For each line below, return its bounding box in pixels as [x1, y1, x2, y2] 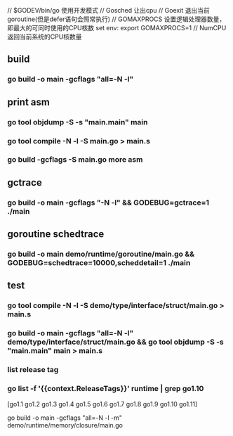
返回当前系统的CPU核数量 [7, 32, 82, 41]
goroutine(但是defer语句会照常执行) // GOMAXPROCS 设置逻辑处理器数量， [7, 15, 226, 23]
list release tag [7, 365, 59, 375]
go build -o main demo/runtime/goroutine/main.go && [7, 249, 195, 259]
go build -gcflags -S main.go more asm [7, 155, 143, 165]
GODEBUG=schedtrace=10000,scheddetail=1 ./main [7, 258, 191, 268]
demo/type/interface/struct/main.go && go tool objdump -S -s [7, 337, 225, 347]
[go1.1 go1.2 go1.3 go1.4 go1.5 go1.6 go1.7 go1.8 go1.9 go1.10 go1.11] [7, 399, 198, 408]
